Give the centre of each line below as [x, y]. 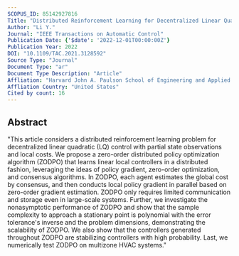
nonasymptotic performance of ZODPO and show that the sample [103, 207]
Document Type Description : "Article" [65, 73]
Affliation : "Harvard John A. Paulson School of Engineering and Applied [119, 80]
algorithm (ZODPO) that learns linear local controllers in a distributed [108, 161]
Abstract [27, 122]
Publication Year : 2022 [43, 47]
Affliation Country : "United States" [63, 87]
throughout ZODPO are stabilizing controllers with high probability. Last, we [118, 237]
